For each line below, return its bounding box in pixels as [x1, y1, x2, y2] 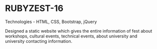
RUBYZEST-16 [5, 3, 64, 14]
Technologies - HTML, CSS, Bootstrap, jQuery [5, 19, 97, 24]
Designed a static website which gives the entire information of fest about [5, 28, 153, 34]
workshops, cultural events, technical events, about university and [5, 33, 138, 39]
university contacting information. [5, 38, 73, 44]
